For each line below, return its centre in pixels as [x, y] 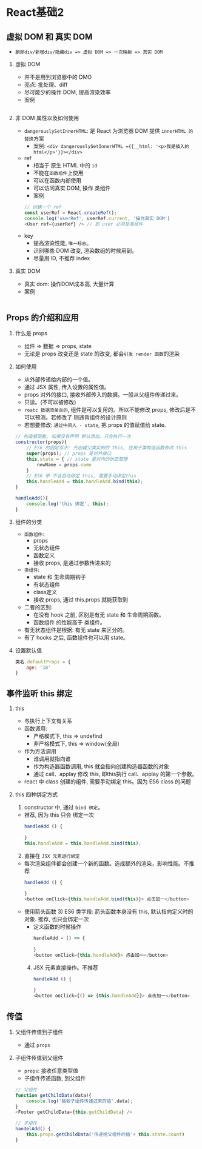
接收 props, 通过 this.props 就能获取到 [81, 599]
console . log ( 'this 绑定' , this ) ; [68, 504]
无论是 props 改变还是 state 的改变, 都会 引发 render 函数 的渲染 [102, 354]
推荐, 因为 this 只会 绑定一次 [59, 815]
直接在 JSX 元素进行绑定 [52, 856]
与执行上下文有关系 [48, 721]
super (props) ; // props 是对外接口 [69, 453]
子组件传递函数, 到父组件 [55, 1078]
